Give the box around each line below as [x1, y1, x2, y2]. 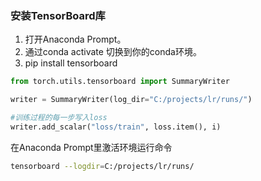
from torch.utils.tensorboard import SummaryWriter [10, 77, 230, 87]
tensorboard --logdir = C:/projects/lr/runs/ [10, 161, 195, 171]
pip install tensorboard [24, 57, 118, 69]
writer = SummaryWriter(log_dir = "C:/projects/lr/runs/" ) [10, 95, 253, 105]
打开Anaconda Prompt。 [24, 33, 127, 46]
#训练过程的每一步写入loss [10, 113, 108, 123]
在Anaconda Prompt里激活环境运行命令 [10, 141, 173, 153]
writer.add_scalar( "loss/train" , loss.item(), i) [10, 122, 222, 132]
